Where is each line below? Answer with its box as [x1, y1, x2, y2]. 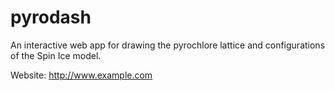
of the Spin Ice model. [10, 49, 102, 61]
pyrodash [10, 6, 92, 29]
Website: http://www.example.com [10, 69, 153, 81]
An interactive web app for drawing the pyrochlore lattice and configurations [10, 39, 326, 51]
